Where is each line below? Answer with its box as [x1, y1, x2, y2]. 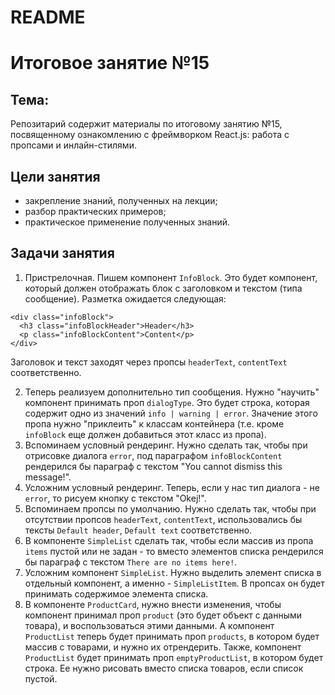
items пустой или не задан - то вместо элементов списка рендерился [24, 545, 324, 557]
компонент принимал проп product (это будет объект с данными [24, 609, 303, 621]
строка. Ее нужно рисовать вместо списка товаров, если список [24, 662, 304, 674]
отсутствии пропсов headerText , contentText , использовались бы [24, 513, 303, 525]
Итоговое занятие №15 [10, 52, 210, 75]
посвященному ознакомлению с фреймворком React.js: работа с [10, 129, 290, 141]
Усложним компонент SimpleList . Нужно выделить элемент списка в [24, 566, 322, 578]
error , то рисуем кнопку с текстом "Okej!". [24, 492, 207, 504]
